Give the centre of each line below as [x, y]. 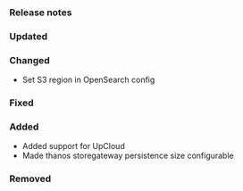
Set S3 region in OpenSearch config [88, 80]
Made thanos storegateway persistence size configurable [128, 156]
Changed [30, 60]
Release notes [41, 12]
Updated [28, 36]
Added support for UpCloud [73, 146]
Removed [30, 179]
